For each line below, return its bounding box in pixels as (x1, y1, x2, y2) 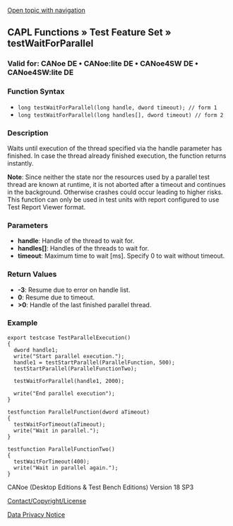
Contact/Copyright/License (7, 496, 87, 505)
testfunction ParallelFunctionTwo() (7, 445, 115, 452)
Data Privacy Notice (7, 510, 66, 519)
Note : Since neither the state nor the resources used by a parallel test (7, 173, 210, 181)
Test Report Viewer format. (7, 202, 86, 211)
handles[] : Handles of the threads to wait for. (17, 244, 150, 253)
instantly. (7, 159, 34, 167)
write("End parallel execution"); (13, 389, 115, 397)
